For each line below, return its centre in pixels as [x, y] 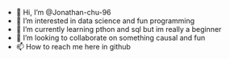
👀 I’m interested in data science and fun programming [105, 21]
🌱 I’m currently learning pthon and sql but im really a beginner [119, 29]
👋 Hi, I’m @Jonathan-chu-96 [63, 12]
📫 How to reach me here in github [73, 47]
